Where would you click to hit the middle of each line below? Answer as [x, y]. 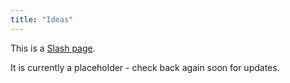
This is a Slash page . [53, 48]
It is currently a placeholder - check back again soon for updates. [145, 67]
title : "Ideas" [42, 19]
